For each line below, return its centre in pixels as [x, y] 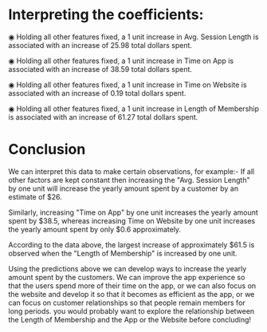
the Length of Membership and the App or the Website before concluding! [130, 319]
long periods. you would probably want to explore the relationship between [132, 311]
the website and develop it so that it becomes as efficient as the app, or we [132, 294]
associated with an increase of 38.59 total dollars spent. [100, 69]
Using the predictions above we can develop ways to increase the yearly [128, 268]
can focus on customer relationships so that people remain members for [127, 302]
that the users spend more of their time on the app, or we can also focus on [132, 286]
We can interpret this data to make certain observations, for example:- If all [132, 171]
